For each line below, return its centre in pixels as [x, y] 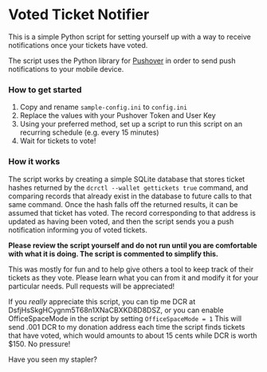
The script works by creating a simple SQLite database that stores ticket [127, 179]
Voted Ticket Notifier [79, 15]
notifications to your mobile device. [66, 69]
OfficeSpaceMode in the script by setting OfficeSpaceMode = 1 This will [125, 318]
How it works [34, 162]
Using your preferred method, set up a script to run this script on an [131, 124]
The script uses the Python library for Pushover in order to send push [122, 61]
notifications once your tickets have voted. [78, 45]
